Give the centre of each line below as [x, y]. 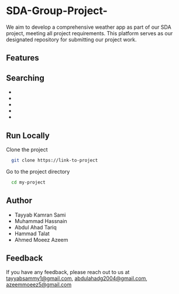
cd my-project [28, 182]
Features [23, 58]
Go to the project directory [38, 171]
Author [19, 201]
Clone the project [27, 149]
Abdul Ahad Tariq [35, 227]
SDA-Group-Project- [57, 11]
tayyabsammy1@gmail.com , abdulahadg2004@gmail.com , [77, 278]
